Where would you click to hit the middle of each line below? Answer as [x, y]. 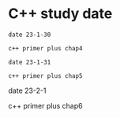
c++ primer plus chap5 [45, 76]
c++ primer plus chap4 [45, 48]
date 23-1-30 [30, 35]
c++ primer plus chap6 [45, 105]
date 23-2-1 [27, 90]
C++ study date [60, 14]
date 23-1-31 [30, 62]
